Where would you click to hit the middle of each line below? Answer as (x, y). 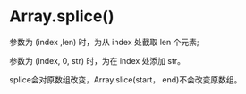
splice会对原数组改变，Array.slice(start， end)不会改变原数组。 (126, 79)
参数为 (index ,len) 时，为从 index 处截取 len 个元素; (104, 42)
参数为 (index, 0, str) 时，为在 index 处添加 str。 (98, 60)
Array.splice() (62, 16)
